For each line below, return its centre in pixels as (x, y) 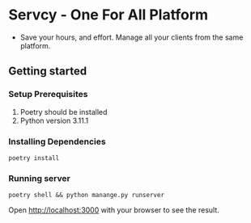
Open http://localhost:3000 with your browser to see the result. (114, 210)
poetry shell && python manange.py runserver (86, 196)
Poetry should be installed (64, 111)
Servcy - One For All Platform (108, 15)
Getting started (48, 72)
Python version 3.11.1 (54, 120)
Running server (39, 178)
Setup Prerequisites (48, 95)
